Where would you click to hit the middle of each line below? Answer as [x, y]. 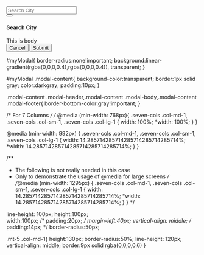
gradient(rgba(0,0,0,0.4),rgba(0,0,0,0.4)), [58, 67]
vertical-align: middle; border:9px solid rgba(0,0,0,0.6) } [76, 245]
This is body [22, 41]
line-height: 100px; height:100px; [47, 214]
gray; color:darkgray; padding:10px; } [53, 85]
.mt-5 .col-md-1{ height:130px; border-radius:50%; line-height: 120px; [94, 239]
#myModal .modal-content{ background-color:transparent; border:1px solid [101, 79]
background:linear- [138, 61]
